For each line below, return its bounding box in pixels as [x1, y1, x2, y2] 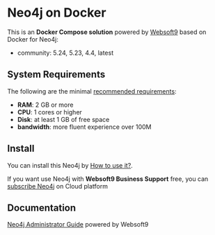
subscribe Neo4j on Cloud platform [7, 182, 108, 190]
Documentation [7, 202, 77, 214]
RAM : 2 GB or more [17, 101, 74, 109]
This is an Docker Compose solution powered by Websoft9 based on [7, 28, 207, 36]
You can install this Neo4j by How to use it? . [7, 161, 134, 169]
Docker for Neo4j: [7, 35, 59, 43]
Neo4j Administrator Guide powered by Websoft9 [7, 220, 149, 229]
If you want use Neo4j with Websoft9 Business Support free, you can [7, 175, 209, 183]
